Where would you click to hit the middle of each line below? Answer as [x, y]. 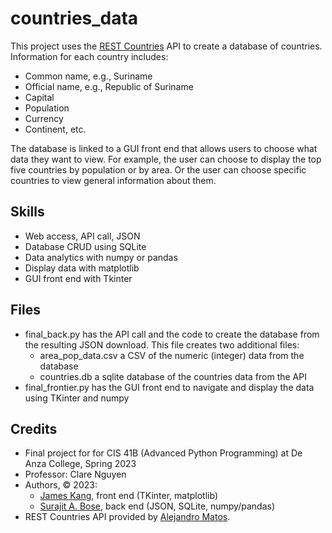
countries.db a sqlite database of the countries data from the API [173, 376]
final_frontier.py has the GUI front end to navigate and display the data [169, 387]
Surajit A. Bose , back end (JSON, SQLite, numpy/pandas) [157, 506]
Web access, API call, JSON [82, 236]
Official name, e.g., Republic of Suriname [109, 86]
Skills [27, 212]
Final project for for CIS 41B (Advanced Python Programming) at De [163, 453]
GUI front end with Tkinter [78, 278]
